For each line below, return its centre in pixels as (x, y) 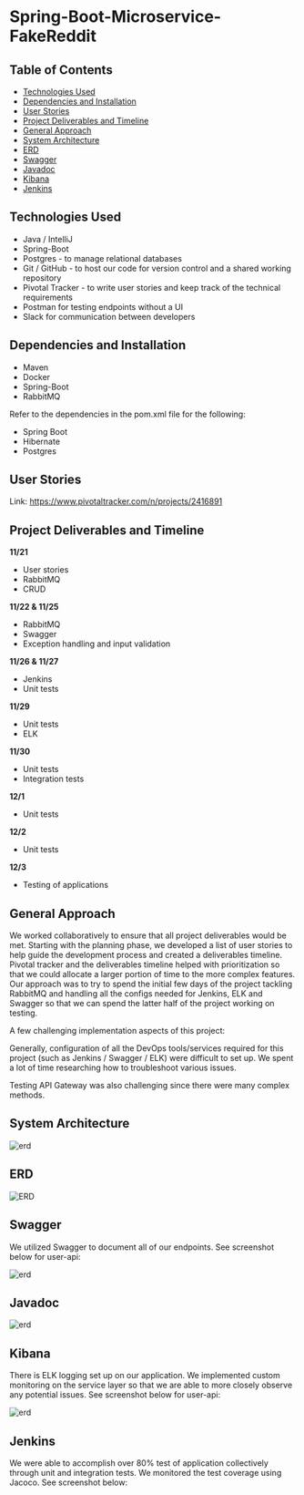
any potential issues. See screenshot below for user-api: (115, 1395)
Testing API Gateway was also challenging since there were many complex (149, 1086)
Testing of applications (66, 885)
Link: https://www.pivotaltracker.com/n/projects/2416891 (116, 501)
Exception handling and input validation (96, 644)
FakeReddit (53, 36)
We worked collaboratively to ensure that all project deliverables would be (148, 935)
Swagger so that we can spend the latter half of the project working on (142, 1004)
